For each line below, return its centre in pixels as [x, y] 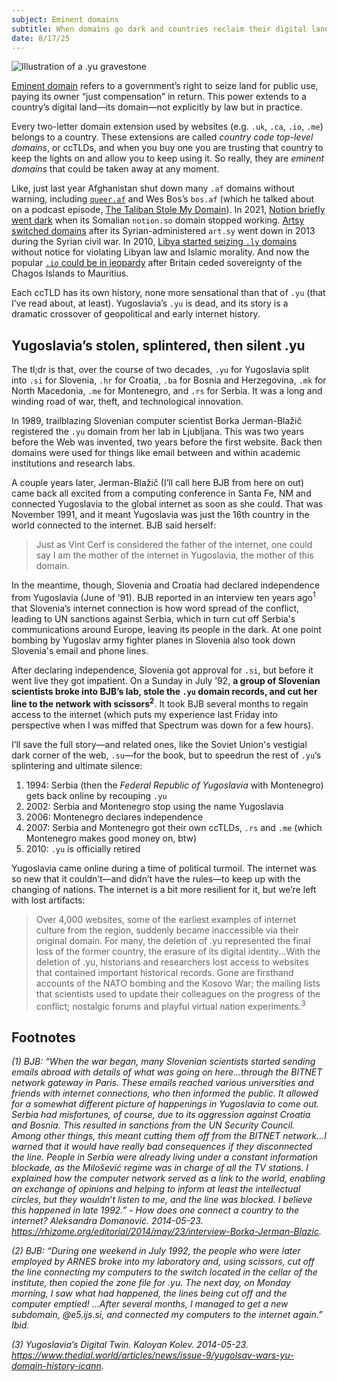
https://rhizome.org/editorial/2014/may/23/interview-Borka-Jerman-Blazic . [166, 1231]
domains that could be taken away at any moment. [115, 169]
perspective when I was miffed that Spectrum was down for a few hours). [162, 725]
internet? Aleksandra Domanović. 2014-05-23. [107, 1220]
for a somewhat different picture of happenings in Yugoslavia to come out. [165, 1103]
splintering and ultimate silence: [77, 765]
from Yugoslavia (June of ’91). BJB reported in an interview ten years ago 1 [163, 596]
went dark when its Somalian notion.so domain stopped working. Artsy [158, 220]
